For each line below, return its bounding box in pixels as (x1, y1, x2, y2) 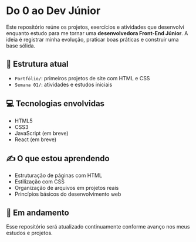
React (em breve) (14, 136, 57, 143)
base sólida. (6, 42, 36, 49)
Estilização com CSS (14, 178, 65, 185)
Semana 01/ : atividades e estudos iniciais (14, 81, 113, 88)
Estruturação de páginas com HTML (14, 172, 103, 179)
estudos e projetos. (6, 230, 53, 237)
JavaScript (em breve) (14, 129, 69, 137)
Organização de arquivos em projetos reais (14, 185, 119, 192)
